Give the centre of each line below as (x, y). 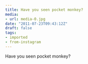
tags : (11, 33)
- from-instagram (23, 42)
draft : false (19, 28)
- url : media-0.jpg (25, 19)
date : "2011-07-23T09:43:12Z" (37, 24)
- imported (16, 38)
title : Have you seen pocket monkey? (44, 10)
